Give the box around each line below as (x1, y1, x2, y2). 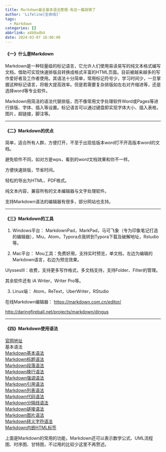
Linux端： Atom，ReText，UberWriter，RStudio (12, 289, 109, 295)
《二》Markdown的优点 (5, 128, 54, 134)
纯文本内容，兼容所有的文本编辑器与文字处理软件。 (5, 188, 109, 194)
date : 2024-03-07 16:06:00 (5, 35, 61, 40)
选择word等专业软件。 (5, 88, 50, 94)
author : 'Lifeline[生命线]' (5, 12, 61, 17)
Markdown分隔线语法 (5, 399, 48, 405)
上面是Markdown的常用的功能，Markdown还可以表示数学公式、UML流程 (5, 435, 153, 441)
